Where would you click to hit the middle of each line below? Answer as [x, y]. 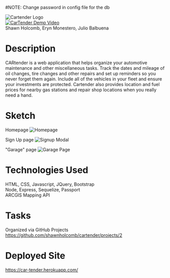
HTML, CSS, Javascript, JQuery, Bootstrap [50, 184]
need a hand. [19, 95]
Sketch [20, 116]
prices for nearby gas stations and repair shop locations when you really [81, 90]
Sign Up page [20, 140]
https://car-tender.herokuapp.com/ [42, 270]
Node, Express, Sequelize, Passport [43, 189]
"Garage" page [21, 149]
